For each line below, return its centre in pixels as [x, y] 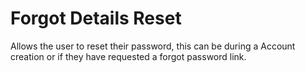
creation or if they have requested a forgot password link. [128, 56]
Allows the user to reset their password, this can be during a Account [153, 46]
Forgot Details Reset [96, 18]
